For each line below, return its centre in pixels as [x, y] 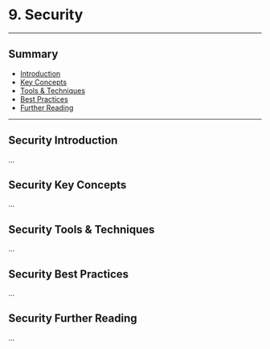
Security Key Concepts [67, 185]
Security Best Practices [69, 274]
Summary [33, 54]
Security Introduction [63, 141]
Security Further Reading [73, 319]
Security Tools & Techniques [82, 229]
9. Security [46, 15]
